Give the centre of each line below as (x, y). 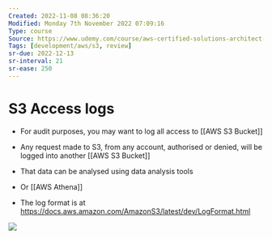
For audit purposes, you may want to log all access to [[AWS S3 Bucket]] (141, 131)
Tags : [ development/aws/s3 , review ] (70, 46)
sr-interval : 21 (36, 62)
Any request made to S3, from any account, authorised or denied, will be (141, 147)
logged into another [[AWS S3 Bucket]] (85, 156)
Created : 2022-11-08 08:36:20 (59, 16)
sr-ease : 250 (30, 69)
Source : (21, 38)
